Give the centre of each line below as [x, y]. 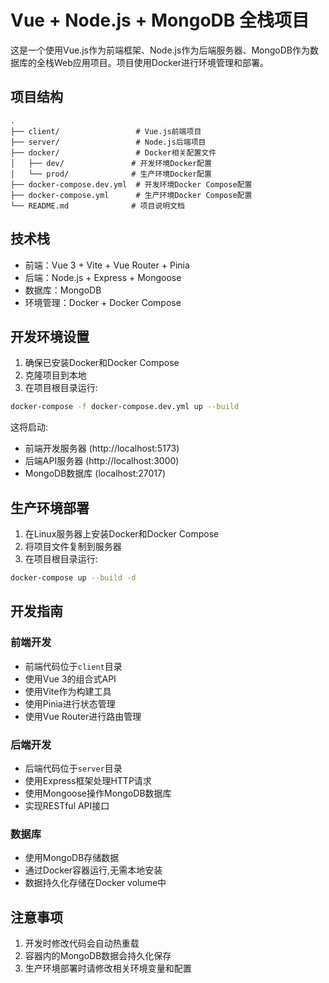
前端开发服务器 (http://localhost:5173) [102, 448]
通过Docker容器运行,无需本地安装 [93, 870]
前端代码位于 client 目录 [73, 666]
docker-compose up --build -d [73, 578]
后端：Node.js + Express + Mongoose [103, 277]
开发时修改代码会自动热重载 [82, 943]
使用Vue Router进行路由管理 [83, 716]
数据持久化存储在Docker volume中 [95, 883]
